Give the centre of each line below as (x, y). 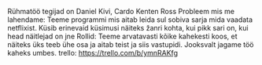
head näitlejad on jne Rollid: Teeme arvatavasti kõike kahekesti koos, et (122, 36)
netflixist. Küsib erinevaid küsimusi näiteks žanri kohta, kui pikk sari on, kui (128, 28)
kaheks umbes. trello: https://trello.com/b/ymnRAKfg (93, 53)
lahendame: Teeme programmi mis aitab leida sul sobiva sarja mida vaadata (130, 20)
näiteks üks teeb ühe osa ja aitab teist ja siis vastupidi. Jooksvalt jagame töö (131, 45)
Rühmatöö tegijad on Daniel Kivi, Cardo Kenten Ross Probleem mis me (121, 11)
